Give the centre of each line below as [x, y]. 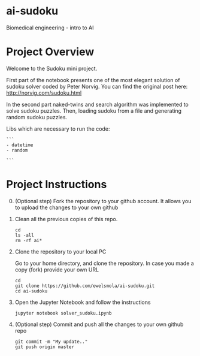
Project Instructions [57, 185]
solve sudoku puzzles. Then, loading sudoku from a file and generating [94, 111]
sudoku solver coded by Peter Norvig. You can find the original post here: [97, 86]
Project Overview [50, 52]
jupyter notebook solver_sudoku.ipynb [63, 313]
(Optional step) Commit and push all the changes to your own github [99, 324]
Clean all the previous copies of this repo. [66, 219]
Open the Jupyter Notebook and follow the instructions [83, 302]
